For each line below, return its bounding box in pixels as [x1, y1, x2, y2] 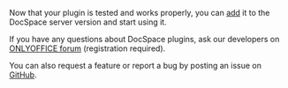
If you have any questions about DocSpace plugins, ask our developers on [9, 34, 280, 44]
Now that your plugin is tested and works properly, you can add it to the [9, 8, 270, 18]
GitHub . [9, 70, 37, 80]
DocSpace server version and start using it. [9, 17, 167, 27]
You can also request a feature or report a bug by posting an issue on [9, 61, 262, 70]
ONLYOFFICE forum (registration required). [9, 43, 166, 54]
